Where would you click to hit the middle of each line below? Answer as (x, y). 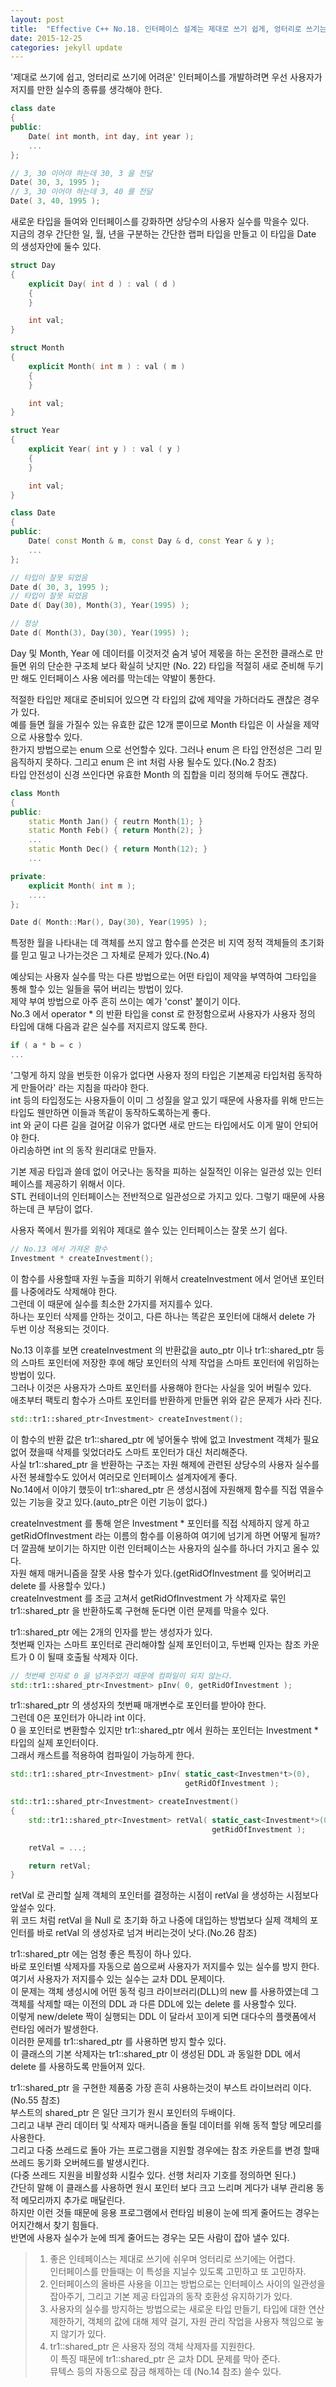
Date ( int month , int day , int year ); (111, 136)
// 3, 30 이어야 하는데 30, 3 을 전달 (81, 173)
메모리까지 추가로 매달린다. (73, 2200)
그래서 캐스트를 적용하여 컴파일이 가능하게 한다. (102, 1755)
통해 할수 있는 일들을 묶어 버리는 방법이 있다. (97, 989)
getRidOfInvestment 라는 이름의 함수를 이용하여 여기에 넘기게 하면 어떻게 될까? (165, 1535)
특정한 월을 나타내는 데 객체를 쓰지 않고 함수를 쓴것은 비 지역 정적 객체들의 (154, 943)
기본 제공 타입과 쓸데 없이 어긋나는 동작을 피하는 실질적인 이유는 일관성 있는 (157, 1171)
